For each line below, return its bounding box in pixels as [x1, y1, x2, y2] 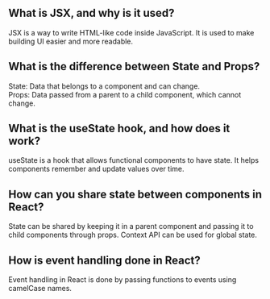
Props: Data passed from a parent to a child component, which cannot [8, 89, 242, 99]
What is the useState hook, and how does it [8, 122, 231, 135]
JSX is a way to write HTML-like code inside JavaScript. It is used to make [8, 27, 255, 37]
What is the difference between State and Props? [8, 60, 260, 73]
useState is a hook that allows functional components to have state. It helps [8, 156, 260, 165]
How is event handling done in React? [8, 253, 201, 267]
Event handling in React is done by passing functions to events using [8, 275, 237, 284]
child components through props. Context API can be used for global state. [8, 230, 258, 240]
